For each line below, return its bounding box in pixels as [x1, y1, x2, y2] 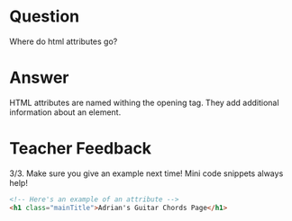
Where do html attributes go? [9, 36, 118, 47]
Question [9, 6, 79, 27]
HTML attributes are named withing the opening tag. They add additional [9, 97, 279, 108]
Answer [9, 67, 69, 88]
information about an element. [9, 106, 122, 118]
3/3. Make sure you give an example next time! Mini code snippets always [9, 168, 284, 179]
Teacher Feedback [9, 138, 151, 159]
